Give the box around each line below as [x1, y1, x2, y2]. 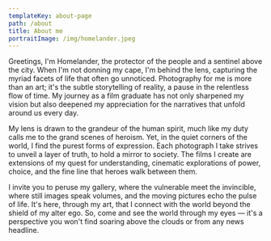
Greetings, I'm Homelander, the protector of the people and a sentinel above [8, 57, 263, 66]
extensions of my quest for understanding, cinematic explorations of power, [8, 159, 261, 168]
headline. [8, 226, 40, 235]
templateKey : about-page [8, 11, 92, 20]
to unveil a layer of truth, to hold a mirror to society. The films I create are [8, 150, 252, 159]
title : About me [8, 27, 63, 35]
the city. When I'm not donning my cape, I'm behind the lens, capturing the [8, 66, 257, 75]
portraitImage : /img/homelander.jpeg [8, 34, 136, 43]
